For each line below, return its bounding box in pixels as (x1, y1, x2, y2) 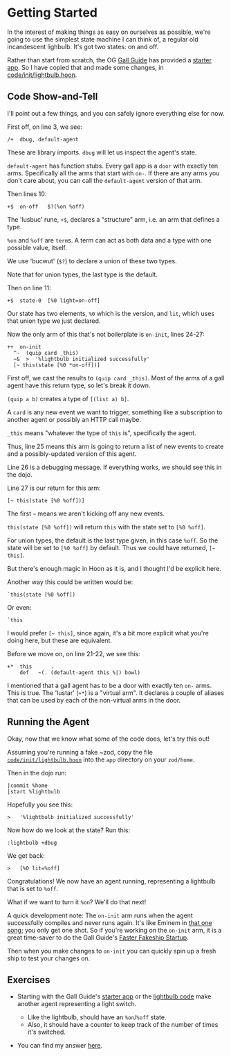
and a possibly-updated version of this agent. (7, 449, 137, 458)
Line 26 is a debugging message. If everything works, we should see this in (7, 463, 222, 471)
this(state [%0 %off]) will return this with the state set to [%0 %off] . (7, 522, 206, 531)
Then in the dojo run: (7, 768, 67, 777)
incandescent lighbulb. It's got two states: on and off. (7, 42, 159, 51)
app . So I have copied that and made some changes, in (7, 63, 164, 71)
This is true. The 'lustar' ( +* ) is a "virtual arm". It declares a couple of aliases (7, 688, 225, 697)
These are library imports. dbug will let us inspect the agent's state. (7, 148, 197, 157)
